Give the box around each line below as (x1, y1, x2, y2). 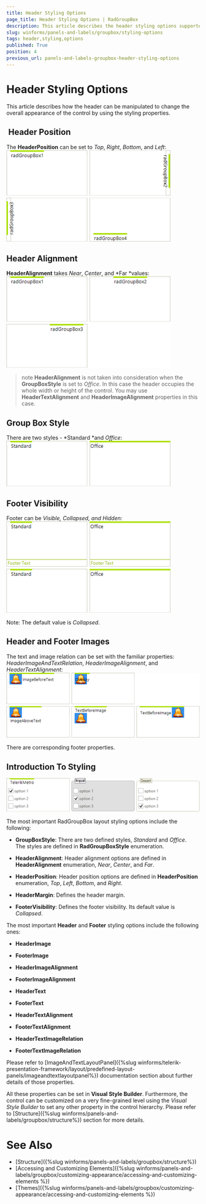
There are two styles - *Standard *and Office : (6, 434, 123, 442)
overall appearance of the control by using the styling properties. (6, 109, 170, 117)
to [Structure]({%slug (6, 1110, 61, 1118)
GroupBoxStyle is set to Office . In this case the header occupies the (21, 380, 194, 388)
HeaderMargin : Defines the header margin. (15, 891, 126, 899)
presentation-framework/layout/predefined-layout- (6, 1065, 135, 1073)
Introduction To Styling (6, 761, 96, 772)
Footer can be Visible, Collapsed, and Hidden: (6, 514, 123, 521)
